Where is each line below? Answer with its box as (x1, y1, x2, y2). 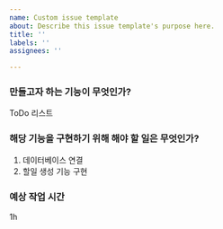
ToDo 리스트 (9, 108, 54, 119)
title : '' (9, 30, 47, 39)
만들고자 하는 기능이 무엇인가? (9, 86, 132, 99)
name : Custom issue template (9, 13, 119, 22)
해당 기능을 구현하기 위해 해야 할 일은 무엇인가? (9, 132, 200, 145)
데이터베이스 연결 (22, 154, 84, 165)
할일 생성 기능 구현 (22, 165, 88, 176)
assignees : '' (9, 47, 63, 56)
